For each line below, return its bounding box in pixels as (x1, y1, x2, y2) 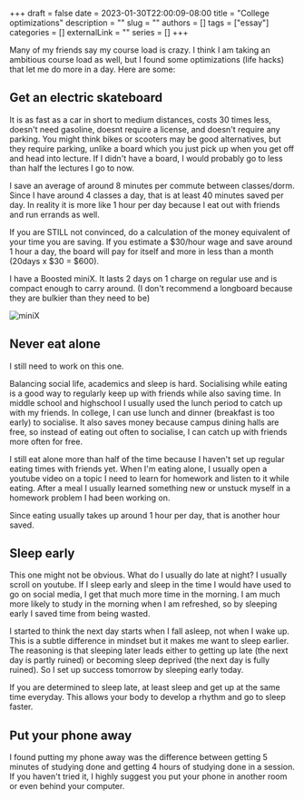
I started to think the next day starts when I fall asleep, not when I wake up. (9, 626, 290, 637)
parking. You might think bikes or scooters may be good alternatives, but (9, 133, 281, 144)
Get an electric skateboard (9, 90, 163, 105)
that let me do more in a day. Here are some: (9, 64, 176, 74)
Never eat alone (9, 336, 102, 352)
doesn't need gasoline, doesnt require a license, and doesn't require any (9, 123, 280, 134)
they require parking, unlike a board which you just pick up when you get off (9, 143, 295, 153)
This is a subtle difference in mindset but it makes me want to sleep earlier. (9, 636, 289, 647)
